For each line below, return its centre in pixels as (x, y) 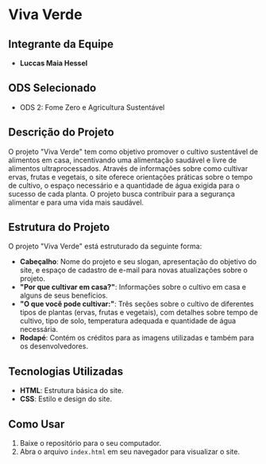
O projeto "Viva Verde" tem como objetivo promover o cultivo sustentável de (133, 151)
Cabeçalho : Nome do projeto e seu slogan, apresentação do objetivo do (138, 262)
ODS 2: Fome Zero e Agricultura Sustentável (92, 107)
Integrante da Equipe (61, 44)
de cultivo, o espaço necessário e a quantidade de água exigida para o (124, 185)
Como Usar (37, 424)
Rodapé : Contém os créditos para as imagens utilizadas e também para (137, 338)
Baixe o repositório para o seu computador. (91, 443)
